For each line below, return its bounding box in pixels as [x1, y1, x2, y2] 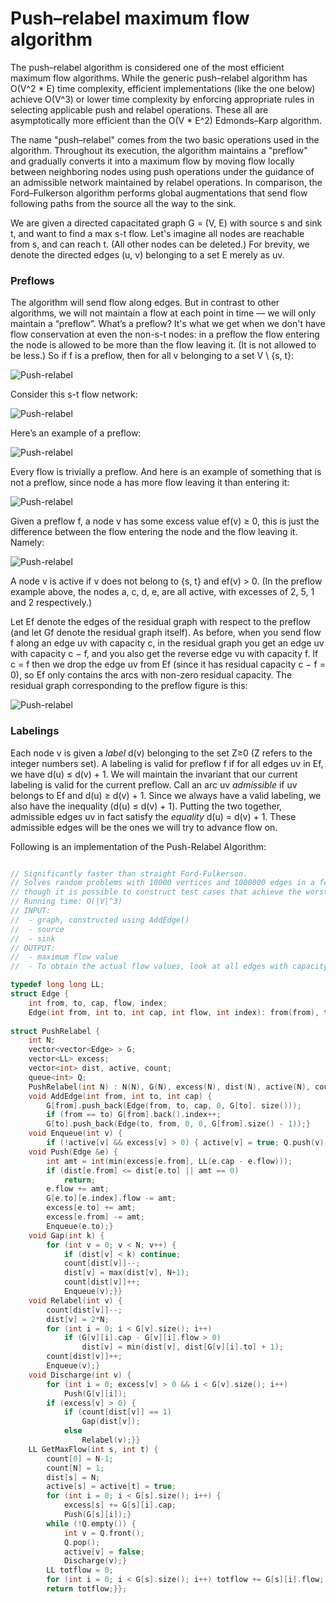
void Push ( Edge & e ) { [28, 1147, 118, 1157]
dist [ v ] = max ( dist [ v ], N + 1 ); [63, 1268, 190, 1278]
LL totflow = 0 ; [46, 1565, 114, 1576]
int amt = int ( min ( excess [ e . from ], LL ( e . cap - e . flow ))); [46, 1156, 293, 1166]
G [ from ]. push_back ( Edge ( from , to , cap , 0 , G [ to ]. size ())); [46, 1100, 302, 1111]
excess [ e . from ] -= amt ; [46, 1212, 145, 1222]
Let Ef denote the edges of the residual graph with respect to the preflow [10, 616, 311, 628]
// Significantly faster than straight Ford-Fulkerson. [10, 868, 248, 879]
